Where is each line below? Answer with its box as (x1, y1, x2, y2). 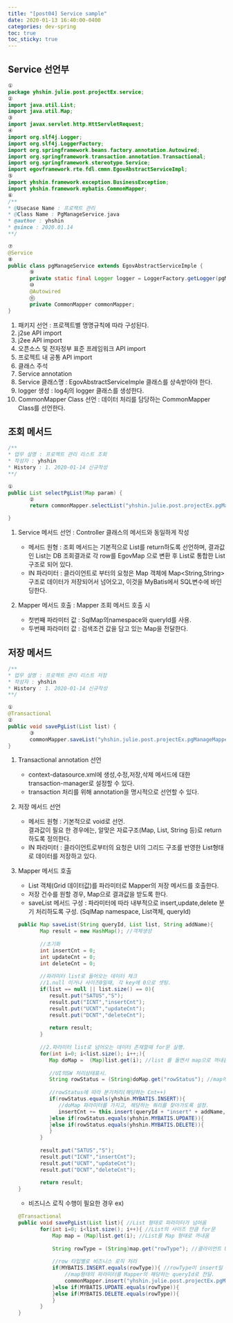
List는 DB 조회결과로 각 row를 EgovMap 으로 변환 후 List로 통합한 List (35, 552, 225, 560)
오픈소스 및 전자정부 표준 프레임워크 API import (17, 344, 146, 352)
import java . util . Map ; (8, 108, 73, 115)
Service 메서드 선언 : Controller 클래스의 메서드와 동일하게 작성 (17, 528, 189, 537)
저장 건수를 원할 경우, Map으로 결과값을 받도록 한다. (28, 890, 168, 899)
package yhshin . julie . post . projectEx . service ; (8, 88, 145, 96)
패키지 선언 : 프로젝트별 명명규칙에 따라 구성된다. (17, 320, 149, 329)
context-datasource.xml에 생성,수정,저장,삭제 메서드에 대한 (28, 770, 191, 779)
